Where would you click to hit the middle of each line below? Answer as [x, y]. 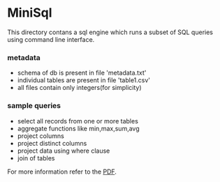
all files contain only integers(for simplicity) [79, 88]
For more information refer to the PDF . [62, 172]
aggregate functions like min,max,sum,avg [78, 128]
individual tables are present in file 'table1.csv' [83, 80]
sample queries [34, 106]
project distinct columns [52, 143]
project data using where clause [64, 151]
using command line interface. [51, 39]
